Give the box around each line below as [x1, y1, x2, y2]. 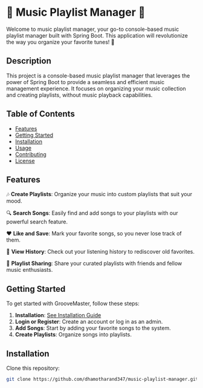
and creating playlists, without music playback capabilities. [6, 91, 153, 99]
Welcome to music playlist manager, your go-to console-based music [6, 25, 179, 33]
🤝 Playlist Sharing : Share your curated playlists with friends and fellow [6, 260, 182, 267]
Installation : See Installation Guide [14, 312, 101, 319]
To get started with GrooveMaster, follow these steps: [6, 300, 140, 307]
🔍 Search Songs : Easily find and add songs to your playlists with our [6, 209, 178, 217]
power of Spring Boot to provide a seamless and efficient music [6, 78, 165, 85]
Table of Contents [6, 109, 76, 119]
